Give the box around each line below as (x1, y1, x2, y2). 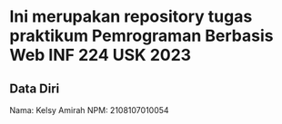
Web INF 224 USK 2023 (9, 45, 192, 65)
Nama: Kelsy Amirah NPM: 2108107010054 (9, 105, 170, 115)
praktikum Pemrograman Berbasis (9, 25, 274, 46)
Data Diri (9, 81, 60, 96)
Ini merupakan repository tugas (9, 6, 253, 27)
